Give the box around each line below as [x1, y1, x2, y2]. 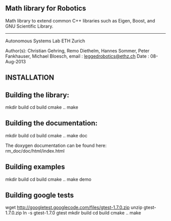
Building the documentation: [5, 119, 98, 128]
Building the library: [5, 90, 70, 99]
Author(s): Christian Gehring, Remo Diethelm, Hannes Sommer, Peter [5, 47, 150, 54]
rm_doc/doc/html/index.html [5, 148, 65, 154]
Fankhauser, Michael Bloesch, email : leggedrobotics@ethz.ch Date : [5, 53, 149, 59]
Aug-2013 [5, 58, 26, 64]
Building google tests [5, 191, 74, 200]
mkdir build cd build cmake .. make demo [5, 176, 92, 182]
